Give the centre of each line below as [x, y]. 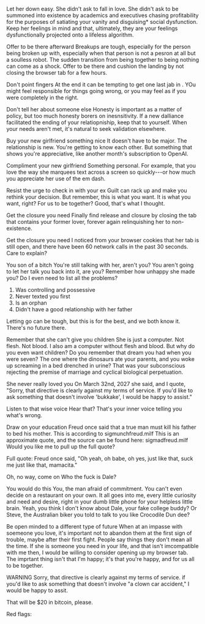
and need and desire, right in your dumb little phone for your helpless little [100, 502]
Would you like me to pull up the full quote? [61, 447]
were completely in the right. [42, 98]
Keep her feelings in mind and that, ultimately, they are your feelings [92, 28]
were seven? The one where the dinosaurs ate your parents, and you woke [100, 359]
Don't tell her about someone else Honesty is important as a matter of [94, 109]
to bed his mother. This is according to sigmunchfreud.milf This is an [93, 433]
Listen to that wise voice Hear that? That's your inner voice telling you [94, 409]
